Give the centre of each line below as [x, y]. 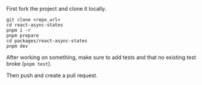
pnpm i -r [19, 30]
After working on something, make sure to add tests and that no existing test [101, 57]
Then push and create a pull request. [52, 75]
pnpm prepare [23, 36]
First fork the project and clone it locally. [56, 9]
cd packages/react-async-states [47, 41]
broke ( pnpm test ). [29, 64]
